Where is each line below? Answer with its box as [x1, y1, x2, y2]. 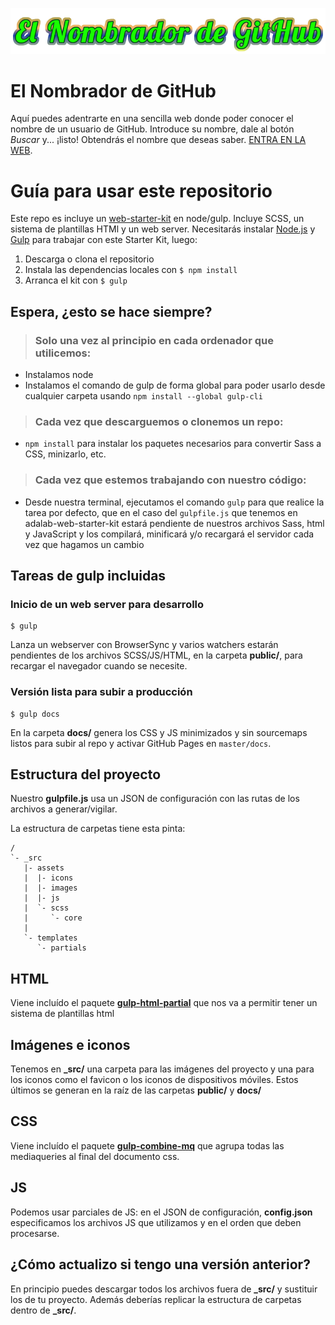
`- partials [36, 943, 87, 953]
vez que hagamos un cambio [24, 538, 145, 550]
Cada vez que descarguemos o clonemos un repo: [34, 414, 284, 428]
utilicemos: [34, 346, 92, 360]
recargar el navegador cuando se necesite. [10, 660, 188, 672]
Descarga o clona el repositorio [24, 253, 155, 265]
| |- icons [23, 873, 74, 883]
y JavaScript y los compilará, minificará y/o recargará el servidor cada [24, 528, 315, 540]
